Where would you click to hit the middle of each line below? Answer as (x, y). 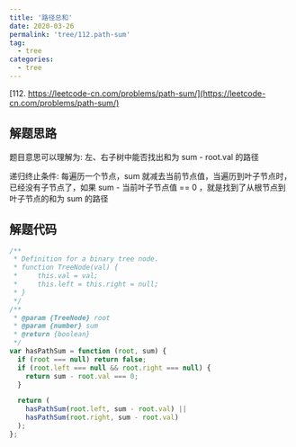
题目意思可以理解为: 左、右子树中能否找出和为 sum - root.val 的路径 (134, 156)
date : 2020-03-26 (42, 26)
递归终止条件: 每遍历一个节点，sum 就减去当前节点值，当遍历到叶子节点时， (151, 175)
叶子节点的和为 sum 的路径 (59, 198)
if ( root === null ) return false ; (82, 359)
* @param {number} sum (56, 326)
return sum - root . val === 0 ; (82, 376)
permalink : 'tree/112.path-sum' (70, 34)
